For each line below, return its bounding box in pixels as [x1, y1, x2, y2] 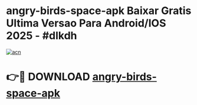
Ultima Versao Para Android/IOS [6, 16, 166, 30]
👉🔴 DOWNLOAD [6, 70, 90, 83]
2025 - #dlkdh [6, 29, 78, 42]
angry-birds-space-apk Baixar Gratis [6, 4, 192, 18]
